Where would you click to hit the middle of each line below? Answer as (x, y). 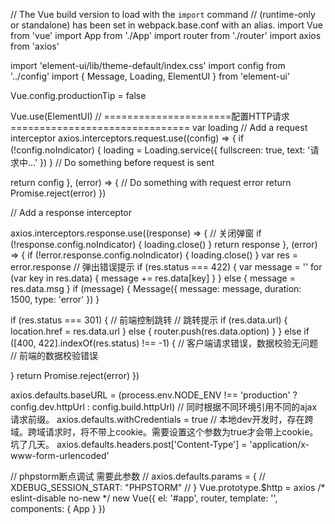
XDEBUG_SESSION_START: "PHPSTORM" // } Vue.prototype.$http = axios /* (168, 487)
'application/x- (279, 444)
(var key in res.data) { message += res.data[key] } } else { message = (153, 278)
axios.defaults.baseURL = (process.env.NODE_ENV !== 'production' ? (154, 395)
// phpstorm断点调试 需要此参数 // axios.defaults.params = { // (138, 476)
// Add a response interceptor (71, 212)
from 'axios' (35, 46)
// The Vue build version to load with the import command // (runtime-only (163, 14)
